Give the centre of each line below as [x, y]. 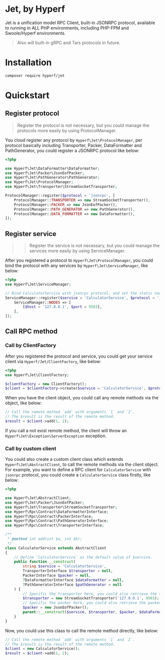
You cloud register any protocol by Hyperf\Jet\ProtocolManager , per [74, 140]
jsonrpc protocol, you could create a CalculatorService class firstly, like [78, 475]
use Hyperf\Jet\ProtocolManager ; [39, 182]
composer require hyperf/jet [35, 75]
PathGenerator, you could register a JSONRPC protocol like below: [72, 150]
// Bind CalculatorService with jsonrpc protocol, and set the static [79, 293]
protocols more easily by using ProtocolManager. [67, 130]
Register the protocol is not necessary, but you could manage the [83, 125]
